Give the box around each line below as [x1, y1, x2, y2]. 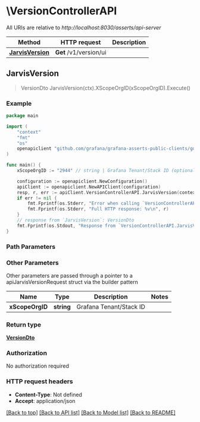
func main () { [6, 162, 42, 168]
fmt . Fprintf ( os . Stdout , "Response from [17, 223, 116, 229]
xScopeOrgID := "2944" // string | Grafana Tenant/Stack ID [17, 168, 169, 174]
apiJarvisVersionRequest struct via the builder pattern [6, 278, 139, 285]
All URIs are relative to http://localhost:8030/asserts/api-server [6, 24, 162, 31]
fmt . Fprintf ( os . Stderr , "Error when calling [27, 201, 140, 207]
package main [6, 113, 39, 119]
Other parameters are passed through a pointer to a [6, 272, 133, 279]
